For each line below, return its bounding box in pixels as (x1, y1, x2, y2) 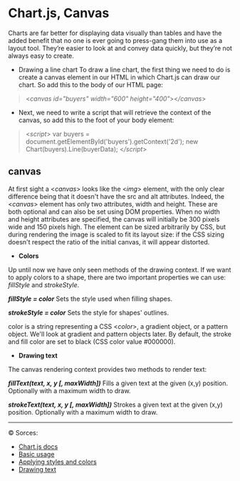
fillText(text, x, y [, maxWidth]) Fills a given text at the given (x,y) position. (8, 379, 229, 387)
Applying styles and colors (18, 457, 97, 466)
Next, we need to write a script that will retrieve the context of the (18, 108, 212, 116)
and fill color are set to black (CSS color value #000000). (8, 337, 176, 346)
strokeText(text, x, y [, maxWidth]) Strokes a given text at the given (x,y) (8, 400, 223, 409)
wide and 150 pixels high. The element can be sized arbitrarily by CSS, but (8, 222, 226, 231)
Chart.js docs (18, 442, 58, 451)
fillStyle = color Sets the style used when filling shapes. (8, 294, 173, 303)
